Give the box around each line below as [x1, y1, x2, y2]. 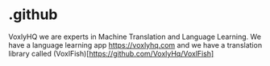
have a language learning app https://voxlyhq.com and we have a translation [8, 40, 263, 49]
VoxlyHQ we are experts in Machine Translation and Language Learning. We [8, 32, 262, 41]
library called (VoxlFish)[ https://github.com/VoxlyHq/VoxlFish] [8, 49, 214, 58]
